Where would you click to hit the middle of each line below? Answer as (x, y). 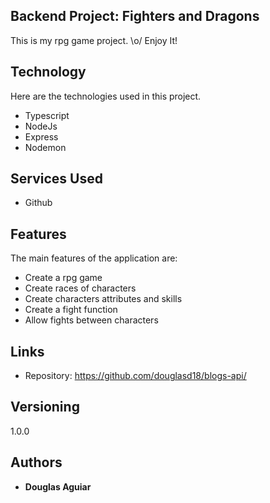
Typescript (47, 115)
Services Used (56, 179)
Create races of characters (80, 288)
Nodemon (45, 147)
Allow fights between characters (91, 320)
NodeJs (41, 126)
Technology (48, 72)
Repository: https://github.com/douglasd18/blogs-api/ (135, 376)
